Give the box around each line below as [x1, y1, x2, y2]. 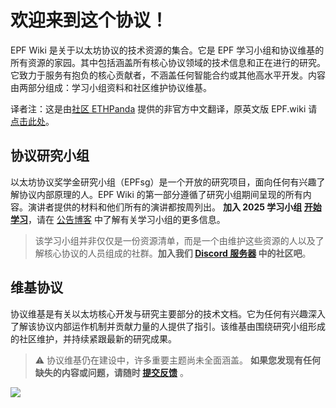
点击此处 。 [10, 115, 55, 127]
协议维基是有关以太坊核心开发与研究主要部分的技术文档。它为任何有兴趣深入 [10, 307, 326, 320]
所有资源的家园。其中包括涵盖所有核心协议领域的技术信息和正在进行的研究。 [10, 56, 326, 68]
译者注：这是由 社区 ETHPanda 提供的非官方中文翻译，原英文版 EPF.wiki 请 [10, 102, 318, 115]
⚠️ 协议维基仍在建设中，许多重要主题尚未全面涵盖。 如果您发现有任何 [34, 354, 322, 366]
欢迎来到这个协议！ [10, 9, 169, 32]
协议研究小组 [10, 147, 90, 165]
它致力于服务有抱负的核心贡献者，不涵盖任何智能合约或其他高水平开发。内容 [10, 69, 326, 81]
